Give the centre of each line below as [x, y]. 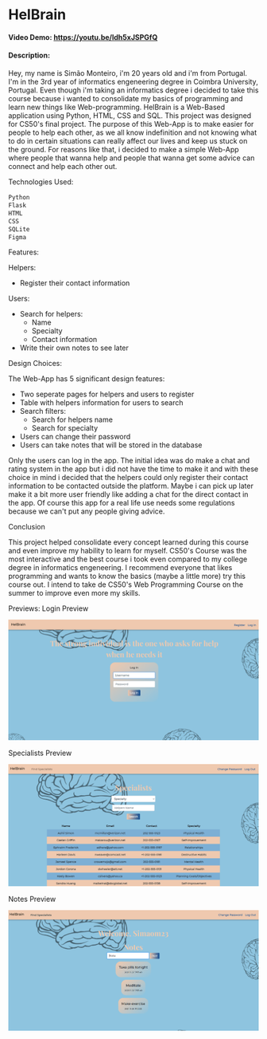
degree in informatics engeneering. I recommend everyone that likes [120, 567]
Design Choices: [35, 363]
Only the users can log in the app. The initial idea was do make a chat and [129, 460]
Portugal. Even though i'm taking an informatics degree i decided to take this [133, 90]
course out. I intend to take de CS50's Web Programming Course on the [126, 584]
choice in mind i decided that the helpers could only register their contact [128, 477]
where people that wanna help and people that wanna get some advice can [132, 158]
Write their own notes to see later [74, 348]
